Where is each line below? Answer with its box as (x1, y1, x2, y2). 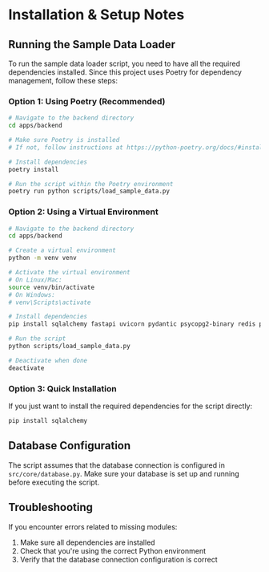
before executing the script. (8, 477, 100, 487)
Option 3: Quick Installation (8, 383, 118, 394)
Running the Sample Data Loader (8, 38, 176, 51)
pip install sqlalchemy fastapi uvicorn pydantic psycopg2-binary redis (8, 320, 256, 328)
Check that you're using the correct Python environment (19, 546, 207, 555)
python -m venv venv (8, 254, 78, 262)
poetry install (8, 165, 59, 173)
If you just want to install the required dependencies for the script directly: (8, 401, 253, 411)
